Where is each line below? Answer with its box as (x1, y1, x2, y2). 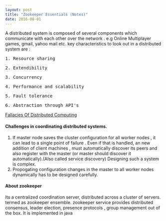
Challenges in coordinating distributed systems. (5, 123, 107, 129)
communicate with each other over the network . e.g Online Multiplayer (5, 35, 151, 41)
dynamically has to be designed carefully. (12, 172, 98, 178)
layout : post (5, 7, 32, 12)
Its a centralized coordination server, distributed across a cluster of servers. (5, 194, 161, 200)
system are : (5, 46, 31, 52)
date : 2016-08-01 (5, 16, 41, 21)
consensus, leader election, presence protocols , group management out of (5, 205, 161, 211)
